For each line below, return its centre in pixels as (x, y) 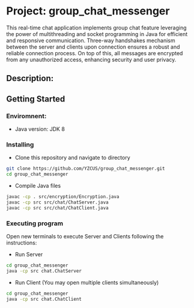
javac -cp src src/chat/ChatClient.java (58, 208)
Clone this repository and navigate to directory (72, 158)
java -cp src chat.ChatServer (44, 271)
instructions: (22, 243)
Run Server (29, 254)
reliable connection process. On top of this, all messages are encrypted (95, 53)
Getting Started (36, 99)
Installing (20, 144)
